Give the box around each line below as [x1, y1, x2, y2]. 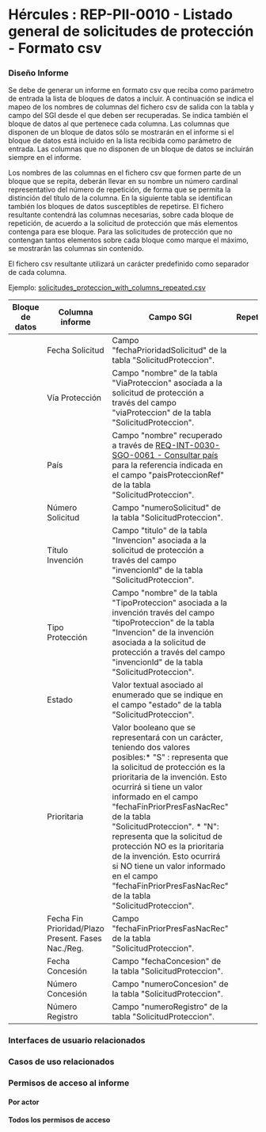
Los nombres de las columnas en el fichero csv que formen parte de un [8, 168, 241, 177]
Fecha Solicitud [47, 345, 104, 356]
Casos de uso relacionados [8, 1056, 115, 1067]
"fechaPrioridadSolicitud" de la [112, 345, 227, 356]
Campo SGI [148, 311, 192, 322]
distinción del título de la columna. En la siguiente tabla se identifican [8, 193, 234, 203]
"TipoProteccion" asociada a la [112, 597, 228, 608]
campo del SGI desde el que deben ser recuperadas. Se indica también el [8, 111, 249, 120]
